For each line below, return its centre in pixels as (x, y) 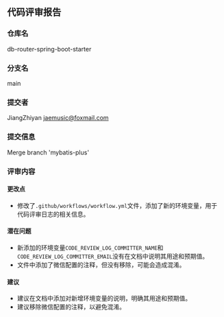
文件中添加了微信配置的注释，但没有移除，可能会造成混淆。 (101, 265)
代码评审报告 (34, 12)
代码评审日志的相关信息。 (53, 214)
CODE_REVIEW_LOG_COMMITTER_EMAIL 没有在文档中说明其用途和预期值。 (113, 256)
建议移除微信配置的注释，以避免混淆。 (71, 307)
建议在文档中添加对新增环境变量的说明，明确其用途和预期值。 (104, 298)
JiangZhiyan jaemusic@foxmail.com (58, 118)
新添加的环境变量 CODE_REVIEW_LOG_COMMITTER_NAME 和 (90, 247)
